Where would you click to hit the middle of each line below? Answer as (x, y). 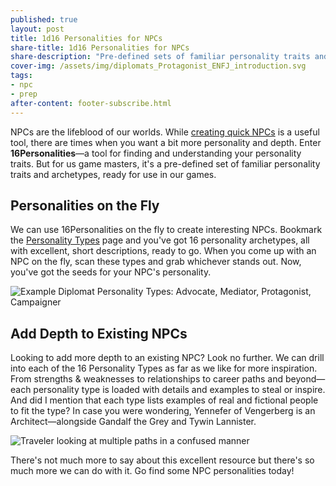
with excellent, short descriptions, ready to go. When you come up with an (163, 251)
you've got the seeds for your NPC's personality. (111, 272)
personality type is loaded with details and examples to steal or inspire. (179, 390)
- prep (24, 94)
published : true (44, 19)
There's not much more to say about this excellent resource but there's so (162, 460)
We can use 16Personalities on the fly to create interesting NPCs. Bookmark (166, 230)
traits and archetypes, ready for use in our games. (113, 174)
